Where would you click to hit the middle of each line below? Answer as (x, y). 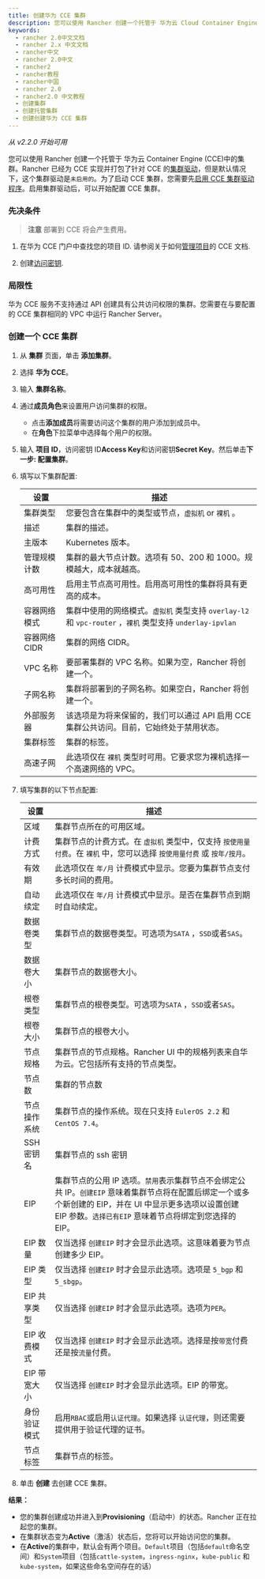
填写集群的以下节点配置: (59, 789)
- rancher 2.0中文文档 (50, 38)
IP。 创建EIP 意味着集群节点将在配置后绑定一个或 (153, 1192)
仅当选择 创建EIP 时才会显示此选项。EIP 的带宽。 (144, 1384)
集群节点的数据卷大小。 (98, 972)
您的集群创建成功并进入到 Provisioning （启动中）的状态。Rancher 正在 (134, 1517)
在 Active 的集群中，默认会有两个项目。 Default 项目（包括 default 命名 (131, 1546)
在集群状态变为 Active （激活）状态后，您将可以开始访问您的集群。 (127, 1536)
